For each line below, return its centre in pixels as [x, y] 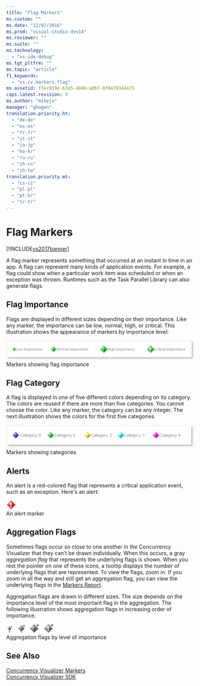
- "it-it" [24, 139]
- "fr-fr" [24, 132]
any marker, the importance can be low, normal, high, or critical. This [90, 325]
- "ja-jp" [24, 145]
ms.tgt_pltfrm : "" [29, 63]
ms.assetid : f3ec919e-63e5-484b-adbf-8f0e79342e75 [70, 89]
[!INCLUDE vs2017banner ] [38, 249]
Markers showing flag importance [48, 364]
